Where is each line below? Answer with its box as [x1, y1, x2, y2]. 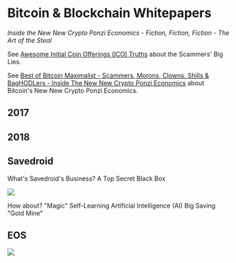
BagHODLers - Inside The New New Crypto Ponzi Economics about [7, 78, 205, 87]
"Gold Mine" [7, 208, 44, 218]
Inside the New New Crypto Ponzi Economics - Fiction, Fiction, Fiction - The [7, 28, 230, 37]
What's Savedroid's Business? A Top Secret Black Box [7, 174, 166, 183]
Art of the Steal [7, 36, 52, 44]
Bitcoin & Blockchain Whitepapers [7, 5, 212, 21]
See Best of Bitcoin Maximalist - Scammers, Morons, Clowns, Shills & [7, 71, 209, 80]
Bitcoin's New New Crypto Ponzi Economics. [7, 86, 138, 95]
